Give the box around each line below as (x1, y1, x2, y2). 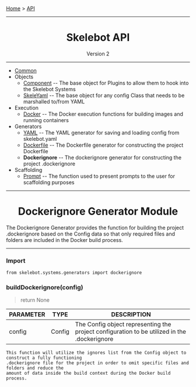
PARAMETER (9, 310, 45, 319)
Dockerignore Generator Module (17, 205, 178, 218)
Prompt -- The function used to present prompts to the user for (23, 172, 175, 179)
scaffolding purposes (23, 178, 75, 186)
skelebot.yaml (23, 135, 57, 142)
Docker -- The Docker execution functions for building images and (23, 110, 184, 118)
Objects (14, 73, 34, 80)
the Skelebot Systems (23, 85, 76, 92)
